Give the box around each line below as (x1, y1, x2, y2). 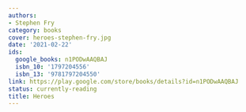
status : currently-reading (8, 84, 97, 93)
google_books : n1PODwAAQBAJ (15, 56, 108, 64)
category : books (8, 26, 62, 34)
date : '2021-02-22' (8, 41, 73, 49)
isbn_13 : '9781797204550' (15, 70, 101, 78)
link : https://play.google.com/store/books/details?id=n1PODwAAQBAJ (8, 77, 239, 85)
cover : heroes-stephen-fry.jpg (8, 33, 112, 42)
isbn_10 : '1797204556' (15, 63, 90, 71)
